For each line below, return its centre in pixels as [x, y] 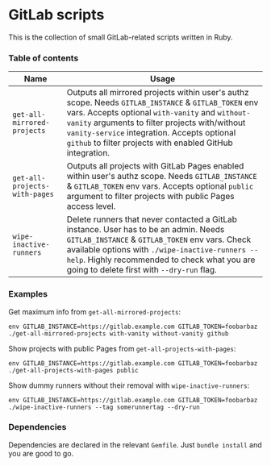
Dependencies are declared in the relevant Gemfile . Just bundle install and [135, 444]
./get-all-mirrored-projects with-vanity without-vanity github [119, 333]
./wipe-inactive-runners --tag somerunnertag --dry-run [104, 407]
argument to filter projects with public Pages [150, 197]
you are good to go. [41, 453]
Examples [28, 294]
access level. [91, 206]
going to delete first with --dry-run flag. [142, 270]
